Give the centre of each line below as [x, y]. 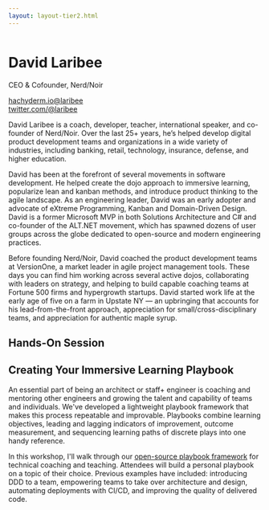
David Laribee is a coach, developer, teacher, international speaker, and [127, 124]
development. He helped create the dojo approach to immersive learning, [129, 182]
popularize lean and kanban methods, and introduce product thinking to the [133, 191]
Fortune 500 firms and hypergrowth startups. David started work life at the [132, 292]
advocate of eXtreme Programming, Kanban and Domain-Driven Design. [128, 208]
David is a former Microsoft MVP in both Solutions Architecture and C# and [132, 217]
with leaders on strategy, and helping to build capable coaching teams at [128, 284]
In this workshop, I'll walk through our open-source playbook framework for [134, 456]
